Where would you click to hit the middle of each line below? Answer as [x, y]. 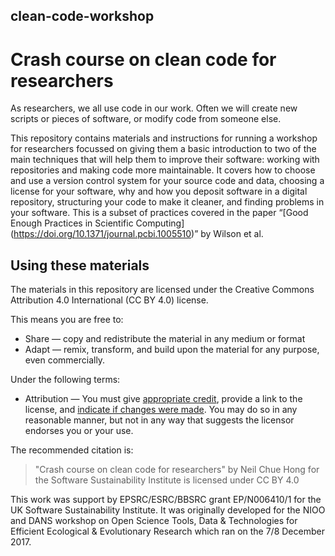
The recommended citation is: [72, 450]
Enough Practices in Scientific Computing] [97, 223]
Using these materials [80, 265]
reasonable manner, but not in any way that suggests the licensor [159, 420]
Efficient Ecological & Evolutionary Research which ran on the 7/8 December [167, 531]
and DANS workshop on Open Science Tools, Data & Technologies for [154, 521]
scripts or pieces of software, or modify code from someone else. [146, 119]
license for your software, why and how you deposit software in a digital [159, 191]
